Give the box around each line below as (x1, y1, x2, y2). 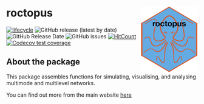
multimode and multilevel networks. (6, 79, 95, 86)
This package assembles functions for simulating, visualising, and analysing (6, 73, 196, 80)
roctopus (6, 6, 53, 20)
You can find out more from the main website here (6, 91, 132, 99)
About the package (6, 57, 80, 67)
